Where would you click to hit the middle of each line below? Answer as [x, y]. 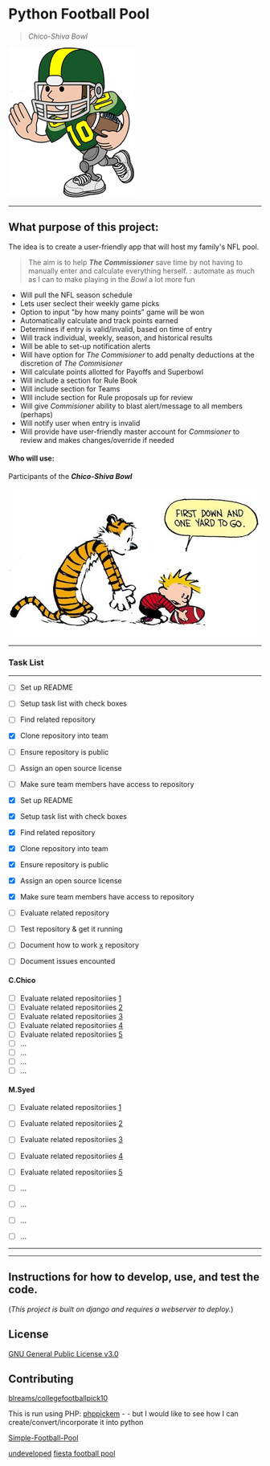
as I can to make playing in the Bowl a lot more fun [111, 279]
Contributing [41, 1379]
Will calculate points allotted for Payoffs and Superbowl [111, 371]
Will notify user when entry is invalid [80, 423]
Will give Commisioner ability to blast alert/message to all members [131, 406]
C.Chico [22, 980]
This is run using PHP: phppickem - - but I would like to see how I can [123, 1414]
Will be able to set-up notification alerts [85, 346]
